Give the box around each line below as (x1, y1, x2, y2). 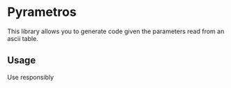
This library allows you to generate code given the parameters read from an (7, 27, 225, 35)
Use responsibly (7, 73, 54, 81)
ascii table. (7, 34, 38, 42)
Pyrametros (7, 4, 77, 20)
